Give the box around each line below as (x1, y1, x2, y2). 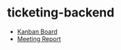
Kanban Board (16, 27, 58, 36)
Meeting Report (16, 34, 62, 42)
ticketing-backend (7, 5, 115, 21)
